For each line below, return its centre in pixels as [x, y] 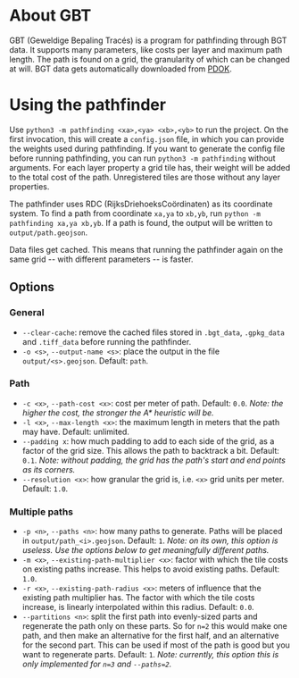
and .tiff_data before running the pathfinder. [107, 341]
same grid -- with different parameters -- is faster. [101, 259]
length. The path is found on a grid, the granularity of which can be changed [149, 59]
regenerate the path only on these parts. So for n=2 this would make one [154, 626]
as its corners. [49, 469]
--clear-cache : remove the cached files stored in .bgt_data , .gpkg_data [154, 332]
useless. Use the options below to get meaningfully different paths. [145, 550]
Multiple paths [42, 512]
